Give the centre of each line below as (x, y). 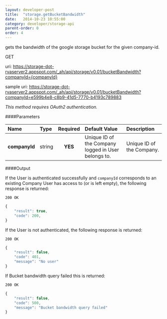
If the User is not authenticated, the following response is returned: (74, 230)
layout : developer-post (30, 10)
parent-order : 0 (22, 28)
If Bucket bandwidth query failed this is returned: (55, 276)
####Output (18, 168)
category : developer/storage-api (40, 24)
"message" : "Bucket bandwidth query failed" (61, 308)
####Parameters (23, 117)
